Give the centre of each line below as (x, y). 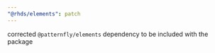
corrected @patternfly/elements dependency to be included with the (108, 34)
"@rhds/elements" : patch (44, 14)
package (20, 41)
